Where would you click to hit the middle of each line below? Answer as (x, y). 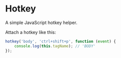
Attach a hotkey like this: (31, 32)
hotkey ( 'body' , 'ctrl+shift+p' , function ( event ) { (60, 41)
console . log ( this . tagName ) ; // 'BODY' (55, 46)
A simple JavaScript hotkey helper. (41, 22)
